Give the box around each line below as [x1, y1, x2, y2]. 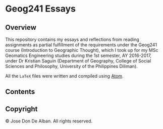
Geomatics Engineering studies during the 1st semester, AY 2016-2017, [5, 52, 152, 58]
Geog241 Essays [5, 3, 76, 15]
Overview [5, 23, 37, 32]
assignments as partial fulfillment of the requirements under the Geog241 [5, 42, 157, 48]
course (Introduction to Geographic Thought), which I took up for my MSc [5, 47, 158, 53]
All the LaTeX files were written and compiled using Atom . [5, 73, 124, 79]
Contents [5, 88, 35, 96]
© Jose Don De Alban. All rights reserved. [5, 118, 92, 124]
